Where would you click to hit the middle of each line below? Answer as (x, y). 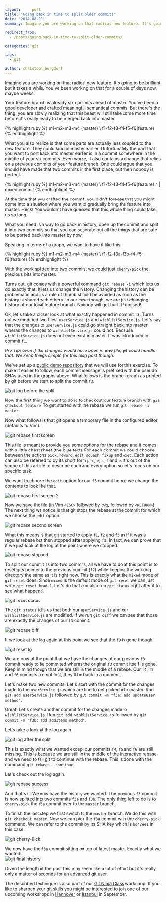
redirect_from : (21, 33)
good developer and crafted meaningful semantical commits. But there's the (83, 108)
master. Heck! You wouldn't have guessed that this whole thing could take (80, 209)
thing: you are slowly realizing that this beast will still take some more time (81, 113)
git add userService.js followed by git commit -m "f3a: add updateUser (80, 695)
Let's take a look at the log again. (39, 729)
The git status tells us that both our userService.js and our (67, 610)
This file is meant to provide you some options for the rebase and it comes (81, 445)
